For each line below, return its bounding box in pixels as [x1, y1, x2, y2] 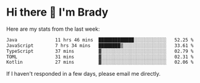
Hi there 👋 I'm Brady [6, 5, 108, 19]
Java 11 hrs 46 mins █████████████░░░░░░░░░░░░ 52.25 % [6, 37, 194, 43]
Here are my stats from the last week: [6, 25, 100, 32]
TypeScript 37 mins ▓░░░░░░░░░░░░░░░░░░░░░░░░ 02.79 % [6, 48, 194, 54]
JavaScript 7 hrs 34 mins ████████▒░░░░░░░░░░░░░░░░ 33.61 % [6, 42, 194, 49]
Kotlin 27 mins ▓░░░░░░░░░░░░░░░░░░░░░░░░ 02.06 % [6, 60, 194, 66]
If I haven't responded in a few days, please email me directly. [6, 70, 161, 78]
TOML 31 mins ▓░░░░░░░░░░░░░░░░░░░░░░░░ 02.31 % [6, 54, 194, 60]
